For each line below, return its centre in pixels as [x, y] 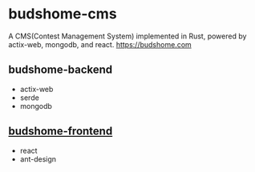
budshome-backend [61, 70]
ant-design [38, 159]
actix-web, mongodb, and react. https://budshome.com [100, 44]
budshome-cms [63, 14]
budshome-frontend [61, 132]
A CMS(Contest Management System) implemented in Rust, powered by [127, 36]
